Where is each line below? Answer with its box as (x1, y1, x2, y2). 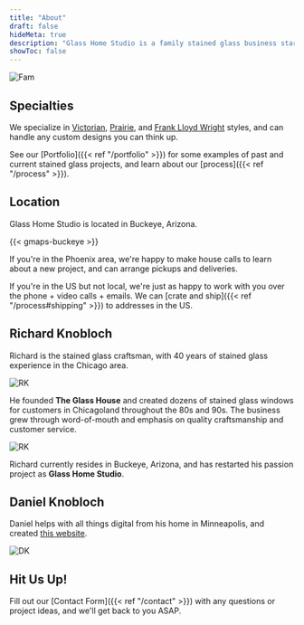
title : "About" (9, 13, 67, 23)
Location (9, 194, 61, 210)
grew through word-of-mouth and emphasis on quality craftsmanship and (9, 413, 284, 425)
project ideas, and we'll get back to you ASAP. (9, 605, 182, 616)
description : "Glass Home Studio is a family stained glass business (9, 38, 278, 48)
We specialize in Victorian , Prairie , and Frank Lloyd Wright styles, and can (9, 121, 284, 132)
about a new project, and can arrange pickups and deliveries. (9, 263, 238, 274)
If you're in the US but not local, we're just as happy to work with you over (9, 280, 285, 291)
